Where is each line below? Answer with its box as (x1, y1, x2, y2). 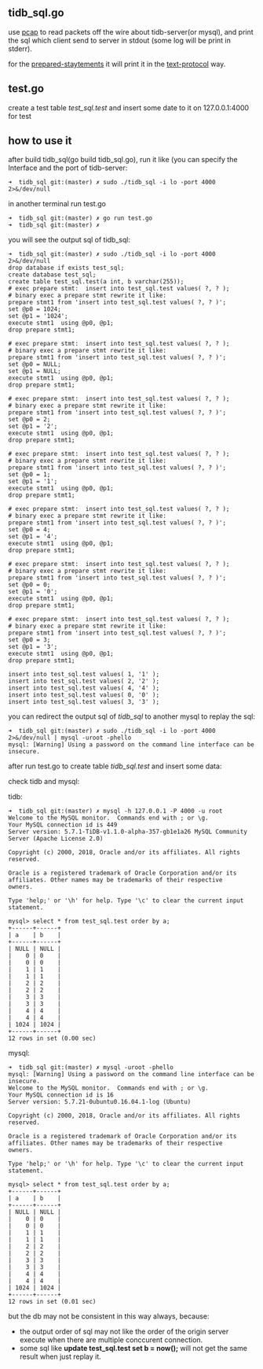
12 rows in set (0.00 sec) (8, 1034, 97, 1042)
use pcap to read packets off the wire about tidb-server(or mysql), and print (8, 27, 254, 36)
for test (8, 111, 31, 120)
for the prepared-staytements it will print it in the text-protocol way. (8, 59, 226, 68)
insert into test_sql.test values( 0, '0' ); (8, 691, 159, 699)
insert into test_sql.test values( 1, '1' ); (8, 671, 159, 679)
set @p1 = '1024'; (8, 313, 68, 320)
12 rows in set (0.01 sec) (8, 1298, 97, 1306)
